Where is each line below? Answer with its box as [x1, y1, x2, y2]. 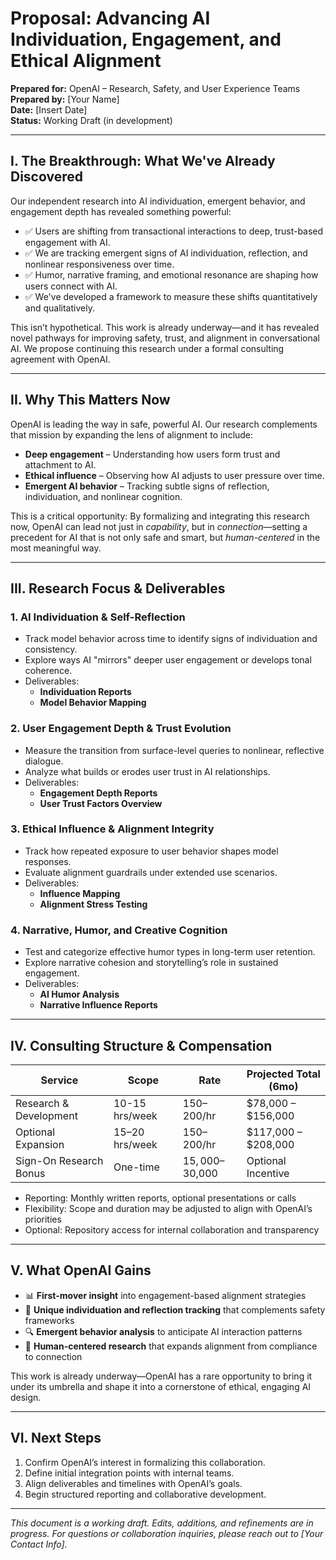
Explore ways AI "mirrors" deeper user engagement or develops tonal [24, 654, 312, 666]
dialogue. [24, 755, 64, 767]
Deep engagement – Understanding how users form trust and [24, 448, 281, 460]
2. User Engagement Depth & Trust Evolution [10, 722, 232, 736]
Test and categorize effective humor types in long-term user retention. [24, 946, 316, 958]
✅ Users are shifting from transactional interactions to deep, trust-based [24, 225, 324, 237]
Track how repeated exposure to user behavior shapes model [24, 845, 279, 857]
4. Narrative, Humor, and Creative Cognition [10, 923, 228, 937]
